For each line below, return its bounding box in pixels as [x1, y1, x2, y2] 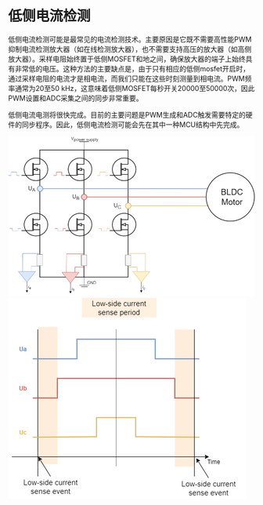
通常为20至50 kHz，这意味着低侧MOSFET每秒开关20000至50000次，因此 [14, 83, 255, 93]
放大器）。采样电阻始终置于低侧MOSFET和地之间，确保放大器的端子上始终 [8, 54, 247, 64]
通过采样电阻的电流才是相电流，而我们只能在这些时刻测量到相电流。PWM [8, 74, 245, 83]
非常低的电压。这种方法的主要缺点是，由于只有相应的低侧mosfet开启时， [14, 64, 250, 73]
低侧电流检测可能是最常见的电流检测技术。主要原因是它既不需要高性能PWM [8, 35, 252, 44]
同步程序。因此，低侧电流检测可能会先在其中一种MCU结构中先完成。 [21, 119, 244, 129]
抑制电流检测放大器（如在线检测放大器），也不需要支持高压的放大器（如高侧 [8, 44, 252, 53]
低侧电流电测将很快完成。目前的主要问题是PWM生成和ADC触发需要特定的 [8, 110, 247, 119]
